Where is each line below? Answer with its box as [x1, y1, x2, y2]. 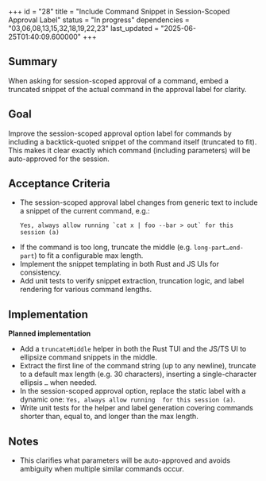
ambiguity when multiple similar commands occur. [19, 464, 185, 474]
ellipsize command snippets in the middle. [19, 352, 157, 362]
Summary [8, 55, 58, 68]
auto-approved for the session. [8, 154, 110, 164]
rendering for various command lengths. [19, 285, 152, 294]
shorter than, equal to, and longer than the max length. [19, 412, 199, 421]
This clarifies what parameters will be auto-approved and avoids [19, 456, 231, 465]
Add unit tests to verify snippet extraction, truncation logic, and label [19, 276, 245, 286]
